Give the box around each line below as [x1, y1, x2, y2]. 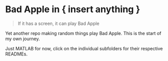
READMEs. [5, 51, 28, 57]
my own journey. [5, 36, 40, 42]
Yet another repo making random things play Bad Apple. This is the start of [5, 30, 161, 36]
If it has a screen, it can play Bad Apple [17, 20, 100, 26]
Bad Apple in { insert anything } [5, 4, 141, 15]
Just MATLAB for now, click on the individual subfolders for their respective [5, 45, 163, 51]
